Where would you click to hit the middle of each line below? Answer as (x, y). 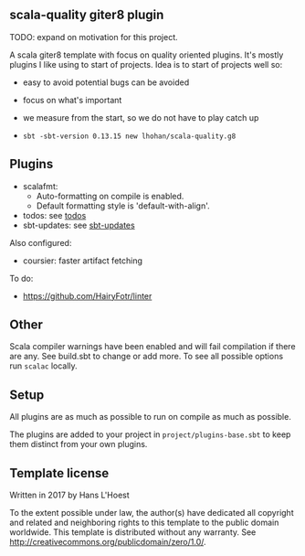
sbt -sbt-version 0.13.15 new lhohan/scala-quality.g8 (129, 136)
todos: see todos (54, 215)
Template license (59, 473)
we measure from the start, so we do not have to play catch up (141, 117)
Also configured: (41, 242)
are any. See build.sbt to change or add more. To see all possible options (147, 357)
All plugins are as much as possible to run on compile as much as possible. (151, 417)
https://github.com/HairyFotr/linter (87, 295)
